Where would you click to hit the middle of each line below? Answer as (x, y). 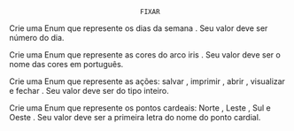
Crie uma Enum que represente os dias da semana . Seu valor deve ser (139, 28)
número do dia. (37, 38)
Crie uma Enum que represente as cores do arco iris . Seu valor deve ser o (145, 55)
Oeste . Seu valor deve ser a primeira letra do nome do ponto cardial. (135, 117)
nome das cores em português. (66, 64)
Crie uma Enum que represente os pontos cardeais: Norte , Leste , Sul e (140, 108)
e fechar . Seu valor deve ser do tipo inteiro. (89, 91)
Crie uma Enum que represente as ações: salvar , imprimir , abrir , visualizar (147, 81)
